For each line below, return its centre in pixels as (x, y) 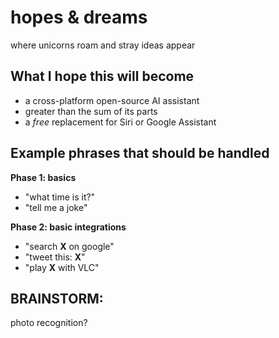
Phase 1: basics (43, 177)
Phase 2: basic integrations (68, 227)
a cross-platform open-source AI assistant (112, 100)
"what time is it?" (60, 197)
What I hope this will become (102, 76)
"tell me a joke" (56, 207)
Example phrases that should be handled (140, 153)
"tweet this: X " (55, 257)
